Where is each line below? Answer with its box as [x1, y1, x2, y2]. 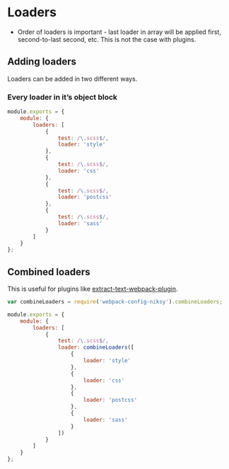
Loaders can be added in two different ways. [7, 74, 138, 83]
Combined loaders [7, 266, 90, 278]
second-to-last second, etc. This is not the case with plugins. [17, 35, 196, 43]
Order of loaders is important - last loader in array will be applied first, [17, 28, 221, 36]
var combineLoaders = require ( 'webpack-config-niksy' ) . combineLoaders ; [7, 299, 223, 306]
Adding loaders [7, 56, 76, 68]
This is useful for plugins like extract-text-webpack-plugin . [7, 284, 178, 294]
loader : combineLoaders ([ [57, 344, 134, 351]
